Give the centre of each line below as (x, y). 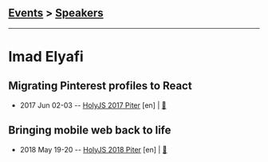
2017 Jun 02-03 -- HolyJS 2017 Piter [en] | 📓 (93, 105)
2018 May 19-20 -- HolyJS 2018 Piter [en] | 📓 (93, 149)
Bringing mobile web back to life (90, 130)
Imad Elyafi (46, 57)
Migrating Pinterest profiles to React (100, 86)
